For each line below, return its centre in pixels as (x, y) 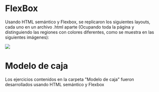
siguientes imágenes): (27, 37)
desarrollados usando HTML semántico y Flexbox (55, 84)
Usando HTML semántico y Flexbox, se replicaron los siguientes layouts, (78, 22)
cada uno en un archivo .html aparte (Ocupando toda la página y (70, 27)
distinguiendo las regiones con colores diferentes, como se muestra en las (79, 32)
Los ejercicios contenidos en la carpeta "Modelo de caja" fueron (70, 79)
